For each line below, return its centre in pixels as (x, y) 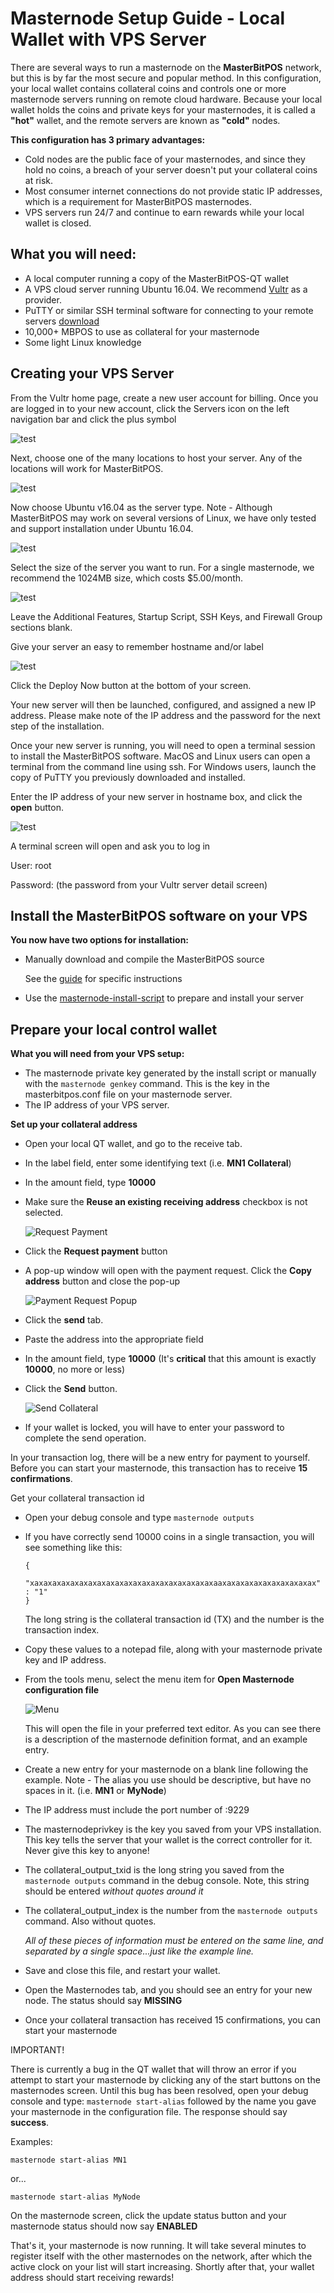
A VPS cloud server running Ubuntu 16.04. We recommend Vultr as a (166, 289)
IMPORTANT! (37, 2050)
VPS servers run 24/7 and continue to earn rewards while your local (164, 212)
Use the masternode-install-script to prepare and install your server (164, 998)
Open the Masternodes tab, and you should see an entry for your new (168, 1990)
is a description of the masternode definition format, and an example (166, 1739)
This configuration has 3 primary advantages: (108, 139)
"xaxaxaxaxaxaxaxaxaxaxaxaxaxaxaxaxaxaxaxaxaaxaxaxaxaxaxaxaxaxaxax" (173, 1583)
